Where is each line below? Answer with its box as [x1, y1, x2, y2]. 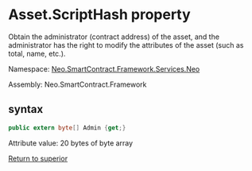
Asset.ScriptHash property [8, 6, 191, 24]
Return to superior [8, 154, 68, 163]
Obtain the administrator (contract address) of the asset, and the [8, 32, 220, 41]
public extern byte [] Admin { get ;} [8, 123, 126, 132]
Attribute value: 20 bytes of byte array [8, 138, 134, 148]
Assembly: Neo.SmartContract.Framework [8, 80, 147, 89]
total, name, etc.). [8, 49, 66, 58]
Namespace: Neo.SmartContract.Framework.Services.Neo [8, 64, 200, 73]
